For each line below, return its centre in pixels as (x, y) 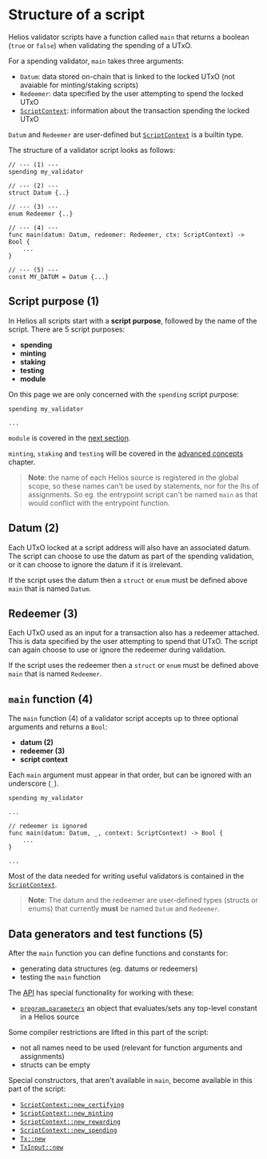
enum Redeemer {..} (41, 214)
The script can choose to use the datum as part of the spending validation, (131, 556)
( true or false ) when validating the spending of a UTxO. (100, 45)
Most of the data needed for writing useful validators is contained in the (126, 876)
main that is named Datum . (50, 588)
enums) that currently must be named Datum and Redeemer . (124, 909)
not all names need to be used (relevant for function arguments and (131, 1048)
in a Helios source (50, 1016)
